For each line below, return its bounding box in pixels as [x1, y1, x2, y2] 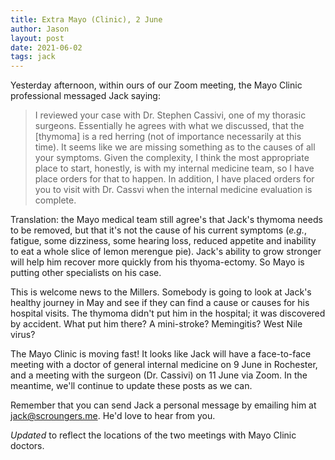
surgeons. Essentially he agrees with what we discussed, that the [34, 120, 305, 132]
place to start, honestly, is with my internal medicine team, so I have [34, 162, 315, 175]
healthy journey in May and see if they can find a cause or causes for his [10, 297, 310, 309]
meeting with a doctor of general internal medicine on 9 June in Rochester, [10, 359, 318, 371]
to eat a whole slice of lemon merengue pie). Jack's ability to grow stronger [10, 246, 322, 258]
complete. [34, 194, 77, 206]
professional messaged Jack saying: [10, 90, 161, 102]
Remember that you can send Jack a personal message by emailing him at [10, 399, 317, 411]
